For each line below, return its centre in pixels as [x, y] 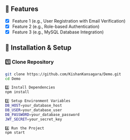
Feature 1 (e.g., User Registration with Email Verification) [69, 21]
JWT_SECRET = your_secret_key [34, 119]
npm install [17, 92]
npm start [15, 133]
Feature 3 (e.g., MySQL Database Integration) [58, 32]
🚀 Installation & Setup [38, 48]
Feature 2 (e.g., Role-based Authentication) [56, 26]
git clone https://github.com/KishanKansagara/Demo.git [63, 74]
